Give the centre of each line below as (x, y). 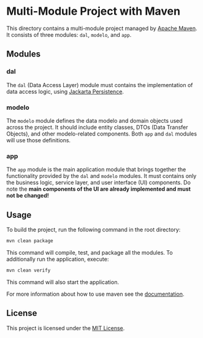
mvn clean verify (29, 270)
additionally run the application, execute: (58, 259)
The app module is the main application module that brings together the (96, 169)
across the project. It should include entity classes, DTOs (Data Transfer (97, 127)
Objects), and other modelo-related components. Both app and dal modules (102, 134)
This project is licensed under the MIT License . (66, 328)
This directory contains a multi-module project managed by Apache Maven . (102, 28)
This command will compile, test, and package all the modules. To (90, 252)
